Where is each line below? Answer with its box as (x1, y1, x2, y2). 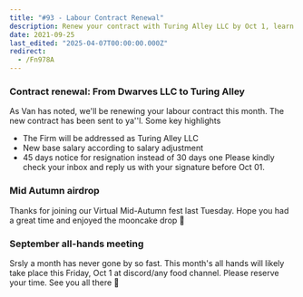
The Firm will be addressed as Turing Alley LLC (22, 133, 200, 144)
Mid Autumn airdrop (9, 185, 100, 197)
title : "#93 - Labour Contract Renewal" (9, 13, 165, 23)
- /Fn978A (17, 55, 54, 64)
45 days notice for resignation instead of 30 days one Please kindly (22, 152, 275, 163)
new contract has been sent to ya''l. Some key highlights (9, 115, 221, 127)
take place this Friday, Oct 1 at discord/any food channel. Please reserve (9, 267, 279, 278)
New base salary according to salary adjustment (22, 142, 204, 154)
